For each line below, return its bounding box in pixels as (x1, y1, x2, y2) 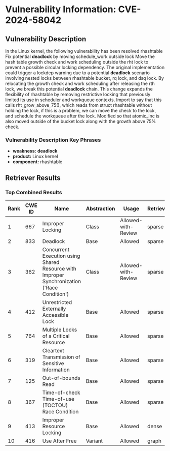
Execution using (42, 252, 80, 259)
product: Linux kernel (12, 154, 58, 160)
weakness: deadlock (12, 148, 58, 154)
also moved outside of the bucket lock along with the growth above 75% (5, 118, 156, 124)
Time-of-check (42, 389, 80, 396)
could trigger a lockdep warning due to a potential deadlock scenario (5, 70, 150, 76)
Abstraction (86, 205, 115, 212)
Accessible (42, 311, 69, 318)
